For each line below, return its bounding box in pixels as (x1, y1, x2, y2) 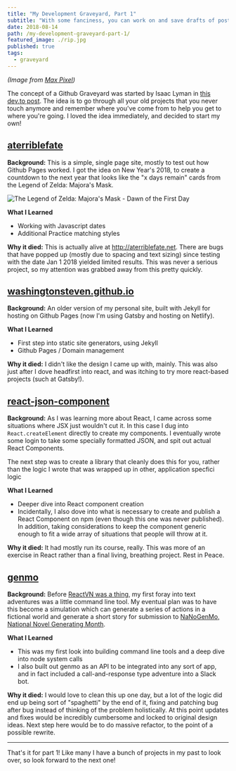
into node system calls (17, 655, 83, 663)
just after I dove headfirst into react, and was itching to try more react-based (7, 368, 229, 376)
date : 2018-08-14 (7, 23, 58, 30)
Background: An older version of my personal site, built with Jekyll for (7, 304, 211, 313)
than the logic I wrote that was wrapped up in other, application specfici (7, 465, 215, 474)
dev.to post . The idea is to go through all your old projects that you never (7, 96, 218, 105)
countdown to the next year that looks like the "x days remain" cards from (7, 173, 221, 182)
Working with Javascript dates (17, 221, 106, 230)
